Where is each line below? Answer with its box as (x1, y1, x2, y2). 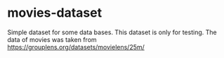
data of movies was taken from (7, 35, 97, 43)
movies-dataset (7, 5, 103, 21)
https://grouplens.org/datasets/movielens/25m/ (7, 43, 145, 51)
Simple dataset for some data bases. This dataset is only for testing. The (7, 28, 217, 36)
